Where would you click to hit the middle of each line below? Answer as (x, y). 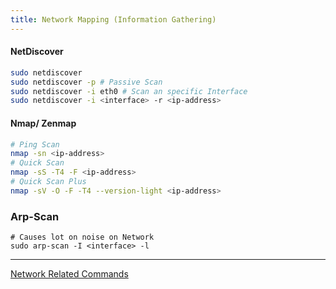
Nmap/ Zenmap (43, 123)
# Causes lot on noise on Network (82, 237)
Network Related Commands (69, 274)
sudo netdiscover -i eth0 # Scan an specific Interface (129, 91)
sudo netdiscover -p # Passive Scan (86, 82)
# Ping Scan (35, 144)
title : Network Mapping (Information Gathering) (113, 19)
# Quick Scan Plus (48, 182)
